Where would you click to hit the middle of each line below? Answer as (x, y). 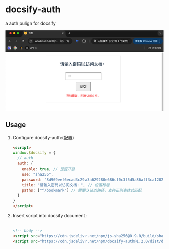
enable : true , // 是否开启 (49, 169)
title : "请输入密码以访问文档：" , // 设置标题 (66, 185)
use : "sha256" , (38, 174)
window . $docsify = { (34, 153)
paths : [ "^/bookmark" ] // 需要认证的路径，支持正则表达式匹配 (82, 190)
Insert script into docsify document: (50, 216)
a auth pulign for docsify (31, 23)
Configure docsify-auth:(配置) (43, 137)
